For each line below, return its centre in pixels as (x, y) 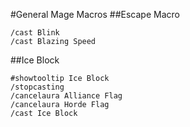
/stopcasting (37, 87)
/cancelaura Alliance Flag (66, 96)
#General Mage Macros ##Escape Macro (95, 14)
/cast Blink (35, 33)
